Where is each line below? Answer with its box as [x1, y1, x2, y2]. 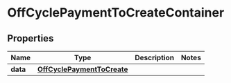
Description [135, 53, 175, 62]
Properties [7, 33, 54, 44]
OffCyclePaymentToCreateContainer [7, 5, 225, 21]
